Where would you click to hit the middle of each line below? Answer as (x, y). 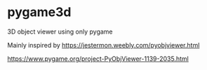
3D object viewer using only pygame (60, 31)
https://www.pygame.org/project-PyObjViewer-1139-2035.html (98, 58)
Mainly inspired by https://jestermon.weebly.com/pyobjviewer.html (103, 45)
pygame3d (39, 12)
